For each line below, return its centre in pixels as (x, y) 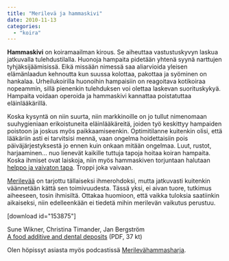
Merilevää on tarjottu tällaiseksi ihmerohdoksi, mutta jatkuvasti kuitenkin (109, 181)
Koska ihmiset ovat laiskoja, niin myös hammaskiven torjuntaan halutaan (109, 160)
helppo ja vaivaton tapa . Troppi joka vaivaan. (70, 168)
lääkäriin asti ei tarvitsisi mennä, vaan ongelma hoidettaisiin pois (98, 139)
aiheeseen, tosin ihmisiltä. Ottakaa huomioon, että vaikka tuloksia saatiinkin (113, 196)
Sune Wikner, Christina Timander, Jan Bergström (76, 229)
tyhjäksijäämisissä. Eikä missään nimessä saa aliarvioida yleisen (97, 67)
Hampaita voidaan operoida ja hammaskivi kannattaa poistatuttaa (99, 96)
